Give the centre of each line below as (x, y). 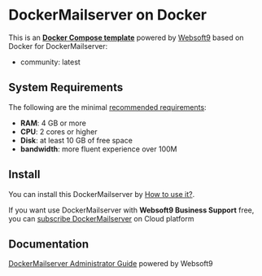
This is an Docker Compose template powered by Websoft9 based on (126, 37)
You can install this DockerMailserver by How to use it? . (102, 194)
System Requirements (66, 88)
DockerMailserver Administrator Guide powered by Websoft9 (111, 264)
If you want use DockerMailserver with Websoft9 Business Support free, (131, 210)
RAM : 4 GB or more (53, 123)
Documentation (49, 244)
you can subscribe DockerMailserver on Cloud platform (101, 218)
